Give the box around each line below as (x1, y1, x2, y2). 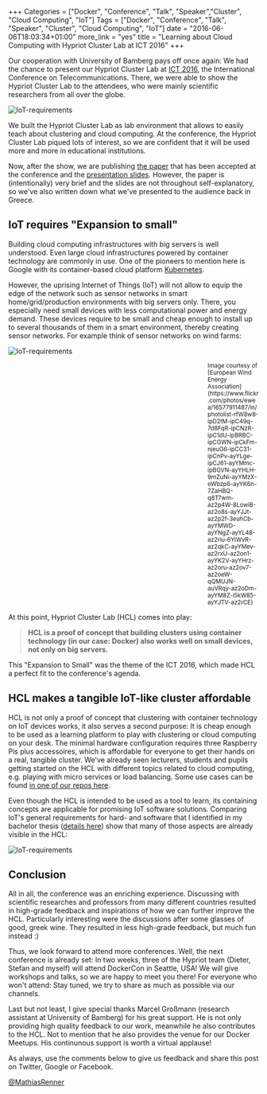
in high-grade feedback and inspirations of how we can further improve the (8, 906, 255, 916)
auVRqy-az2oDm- (207, 584, 257, 592)
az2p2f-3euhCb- (207, 515, 254, 523)
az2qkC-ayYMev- (207, 543, 256, 551)
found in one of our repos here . (8, 780, 111, 790)
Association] (207, 382, 242, 391)
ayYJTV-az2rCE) (207, 598, 253, 606)
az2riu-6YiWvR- (207, 535, 252, 543)
